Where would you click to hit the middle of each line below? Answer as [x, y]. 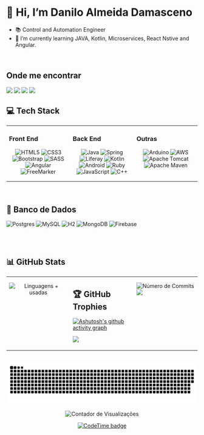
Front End [23, 139]
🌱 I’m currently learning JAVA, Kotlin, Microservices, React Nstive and [102, 38]
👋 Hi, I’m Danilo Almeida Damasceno [100, 12]
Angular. [25, 44]
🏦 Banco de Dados [42, 209]
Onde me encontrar [44, 76]
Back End [87, 139]
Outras [147, 139]
